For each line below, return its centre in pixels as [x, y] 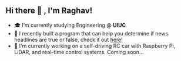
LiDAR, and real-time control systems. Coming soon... [79, 52]
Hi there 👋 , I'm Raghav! [49, 11]
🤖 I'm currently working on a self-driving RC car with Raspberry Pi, [95, 46]
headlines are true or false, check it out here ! [68, 40]
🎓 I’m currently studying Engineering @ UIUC [70, 25]
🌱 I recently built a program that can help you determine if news [91, 33]
